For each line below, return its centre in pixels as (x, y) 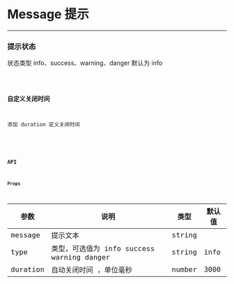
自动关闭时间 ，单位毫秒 (92, 270)
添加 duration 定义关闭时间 (44, 124)
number (184, 269)
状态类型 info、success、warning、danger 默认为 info (85, 63)
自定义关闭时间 (29, 99)
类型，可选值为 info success (103, 249)
